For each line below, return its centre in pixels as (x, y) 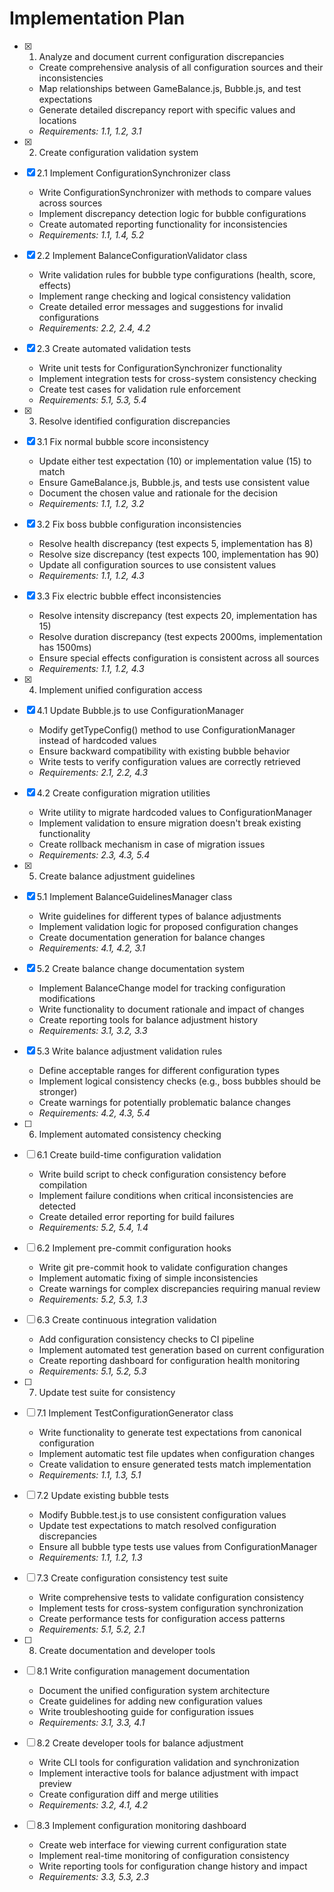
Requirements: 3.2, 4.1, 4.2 (93, 1804)
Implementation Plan (97, 18)
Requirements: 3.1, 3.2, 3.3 (93, 1030)
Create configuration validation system (118, 152)
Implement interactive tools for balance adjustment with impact (168, 1773)
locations (57, 120)
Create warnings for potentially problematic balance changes (164, 1102)
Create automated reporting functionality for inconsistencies (163, 224)
